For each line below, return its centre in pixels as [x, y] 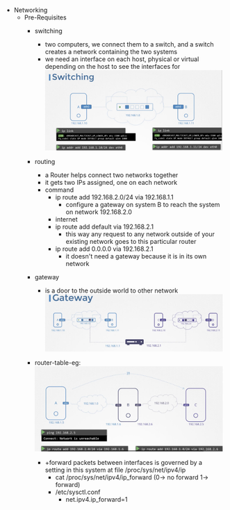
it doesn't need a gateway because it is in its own [136, 256]
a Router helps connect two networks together [112, 175]
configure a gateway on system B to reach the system [143, 205]
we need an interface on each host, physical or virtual [122, 59]
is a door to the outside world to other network [112, 290]
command [59, 190]
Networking [31, 10]
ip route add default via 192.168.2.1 [105, 227]
